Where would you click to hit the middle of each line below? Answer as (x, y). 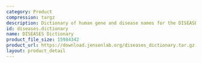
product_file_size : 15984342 (43, 40)
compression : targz (31, 17)
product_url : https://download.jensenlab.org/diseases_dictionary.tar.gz (101, 46)
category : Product (29, 12)
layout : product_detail (36, 51)
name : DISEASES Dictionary (40, 34)
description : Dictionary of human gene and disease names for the (91, 23)
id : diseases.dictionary (37, 28)
